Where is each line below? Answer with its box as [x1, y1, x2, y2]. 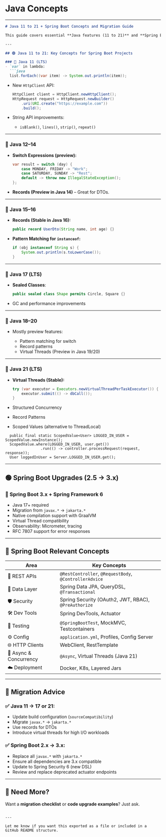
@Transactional [60, 589, 95, 595]
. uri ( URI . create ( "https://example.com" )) [21, 101, 108, 106]
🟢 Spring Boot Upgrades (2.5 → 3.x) [5, 474, 119, 482]
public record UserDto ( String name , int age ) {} [12, 227, 115, 232]
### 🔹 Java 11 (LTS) [5, 60, 48, 65]
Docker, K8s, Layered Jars [60, 665, 122, 672]
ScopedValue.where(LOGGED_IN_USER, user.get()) [9, 442, 110, 447]
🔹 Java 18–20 [5, 318, 38, 324]
